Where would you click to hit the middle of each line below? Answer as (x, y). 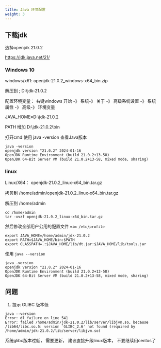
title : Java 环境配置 (25, 9)
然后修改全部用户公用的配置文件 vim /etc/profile (55, 226)
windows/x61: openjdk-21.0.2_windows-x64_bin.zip (56, 80)
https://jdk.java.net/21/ (27, 57)
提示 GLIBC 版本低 (30, 304)
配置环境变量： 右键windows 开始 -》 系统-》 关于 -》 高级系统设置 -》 (76, 101)
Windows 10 (20, 70)
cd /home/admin (20, 212)
